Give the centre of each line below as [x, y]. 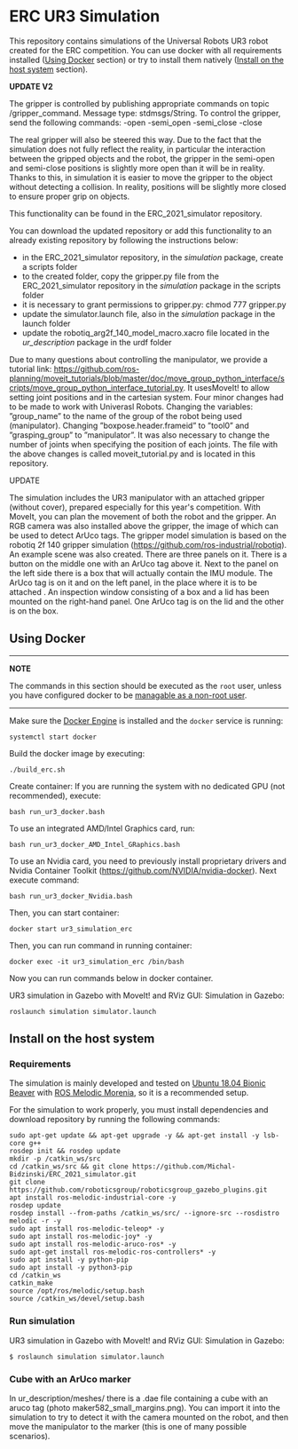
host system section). [49, 69]
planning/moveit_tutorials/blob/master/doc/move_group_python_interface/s [147, 378]
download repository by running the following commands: [114, 1120]
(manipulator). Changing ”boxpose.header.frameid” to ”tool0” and [129, 425]
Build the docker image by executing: [77, 753]
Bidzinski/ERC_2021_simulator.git [73, 1175]
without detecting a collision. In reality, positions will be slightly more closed [148, 186]
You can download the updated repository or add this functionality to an [141, 230]
